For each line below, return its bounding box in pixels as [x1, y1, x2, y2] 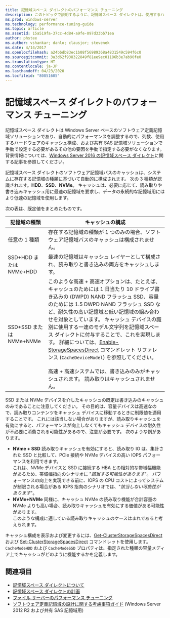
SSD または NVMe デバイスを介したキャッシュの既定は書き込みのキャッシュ [5, 397, 164, 403]
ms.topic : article [5, 26, 44, 31]
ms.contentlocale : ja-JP [5, 64, 58, 69]
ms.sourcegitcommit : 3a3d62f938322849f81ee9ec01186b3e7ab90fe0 [5, 54, 142, 60]
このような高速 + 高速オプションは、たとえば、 [48, 278, 161, 285]
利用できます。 [30, 458, 62, 464]
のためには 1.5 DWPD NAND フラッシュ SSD [48, 301, 154, 308]
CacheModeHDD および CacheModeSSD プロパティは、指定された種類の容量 [5, 545, 152, 551]
